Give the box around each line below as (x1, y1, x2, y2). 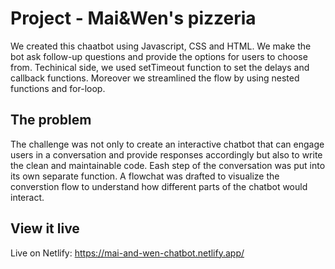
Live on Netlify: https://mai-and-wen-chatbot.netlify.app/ (10, 247, 245, 259)
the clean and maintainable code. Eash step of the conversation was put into (10, 159, 326, 171)
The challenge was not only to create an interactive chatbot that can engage (10, 138, 325, 150)
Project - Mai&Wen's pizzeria (10, 7, 257, 30)
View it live (10, 220, 80, 237)
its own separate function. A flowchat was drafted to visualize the (10, 170, 280, 182)
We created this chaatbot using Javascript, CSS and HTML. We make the (10, 40, 312, 52)
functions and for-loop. (10, 82, 106, 94)
